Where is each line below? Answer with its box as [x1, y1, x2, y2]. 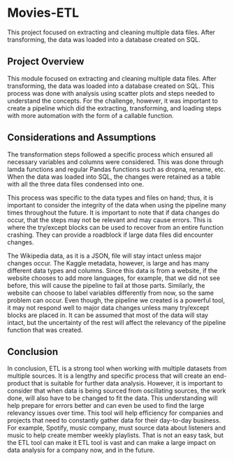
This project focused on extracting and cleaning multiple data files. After [7, 28, 215, 36]
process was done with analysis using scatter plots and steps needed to [7, 89, 215, 97]
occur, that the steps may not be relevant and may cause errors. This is [7, 215, 212, 224]
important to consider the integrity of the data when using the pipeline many [7, 200, 227, 209]
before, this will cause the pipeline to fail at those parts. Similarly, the [7, 281, 205, 289]
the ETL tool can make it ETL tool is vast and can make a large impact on [7, 439, 217, 447]
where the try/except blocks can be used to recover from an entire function [7, 223, 224, 231]
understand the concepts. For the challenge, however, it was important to [7, 96, 219, 105]
